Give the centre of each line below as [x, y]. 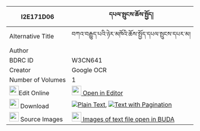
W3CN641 [87, 60]
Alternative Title [32, 36]
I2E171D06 [37, 16]
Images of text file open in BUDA [129, 119]
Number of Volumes [38, 80]
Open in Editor [103, 93]
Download [35, 106]
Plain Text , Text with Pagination [125, 105]
